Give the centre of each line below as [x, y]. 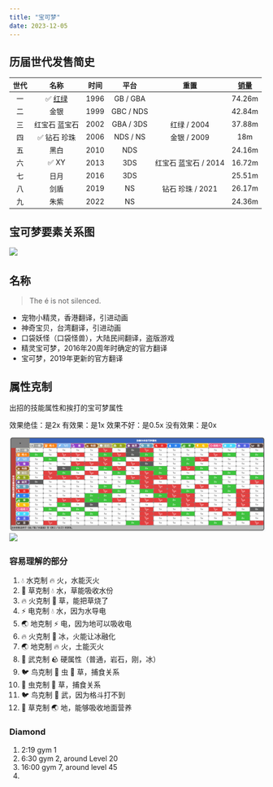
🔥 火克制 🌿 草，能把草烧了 [65, 601]
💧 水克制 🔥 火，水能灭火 [60, 580]
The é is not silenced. [65, 301]
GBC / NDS [130, 111]
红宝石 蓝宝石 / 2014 [190, 163]
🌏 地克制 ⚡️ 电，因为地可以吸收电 [76, 624]
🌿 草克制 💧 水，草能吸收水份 [67, 591]
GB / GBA [130, 99]
